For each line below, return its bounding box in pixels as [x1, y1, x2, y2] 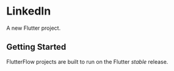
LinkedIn [6, 4, 51, 18]
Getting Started [6, 42, 67, 52]
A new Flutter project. [6, 24, 61, 32]
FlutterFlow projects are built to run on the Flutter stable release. [6, 58, 169, 65]
